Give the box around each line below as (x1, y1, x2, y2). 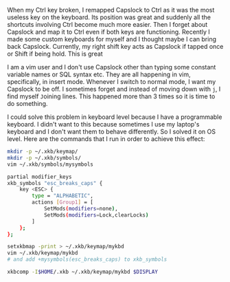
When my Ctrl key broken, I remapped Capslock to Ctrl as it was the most (7, 6, 215, 14)
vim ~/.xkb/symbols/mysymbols (7, 161, 94, 168)
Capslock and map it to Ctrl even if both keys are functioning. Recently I (7, 28, 211, 36)
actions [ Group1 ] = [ (32, 199, 94, 206)
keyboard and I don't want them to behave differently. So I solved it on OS (7, 127, 216, 135)
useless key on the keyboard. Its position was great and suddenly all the (7, 13, 211, 21)
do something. (7, 100, 48, 107)
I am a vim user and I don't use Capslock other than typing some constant (7, 63, 216, 71)
